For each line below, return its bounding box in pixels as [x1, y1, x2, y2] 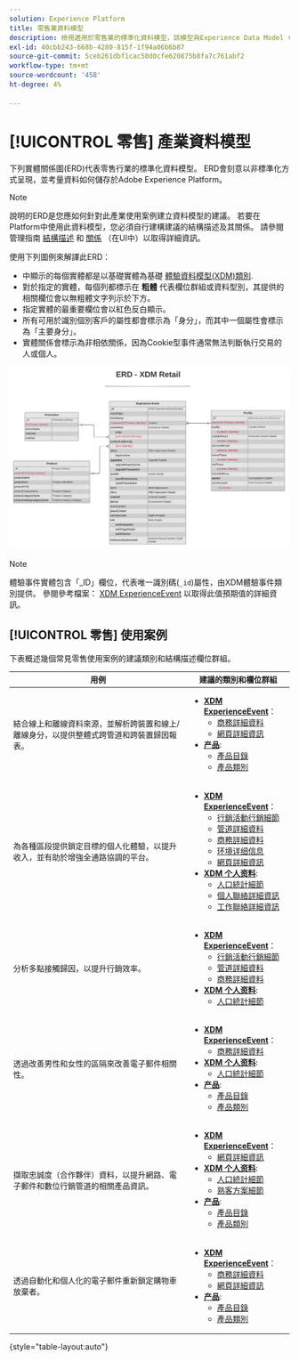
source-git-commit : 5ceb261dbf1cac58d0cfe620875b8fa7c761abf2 [9, 52, 245, 61]
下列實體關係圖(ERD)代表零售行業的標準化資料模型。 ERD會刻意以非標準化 [9, 163, 282, 174]
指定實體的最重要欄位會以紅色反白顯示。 [21, 304, 171, 314]
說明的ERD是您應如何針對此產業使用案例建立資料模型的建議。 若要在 [9, 210, 261, 221]
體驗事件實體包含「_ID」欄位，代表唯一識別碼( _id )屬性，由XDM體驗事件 [9, 577, 275, 587]
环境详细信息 [216, 846, 264, 856]
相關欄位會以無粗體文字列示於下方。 [21, 292, 156, 303]
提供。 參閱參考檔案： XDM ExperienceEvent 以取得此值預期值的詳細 [16, 587, 270, 598]
